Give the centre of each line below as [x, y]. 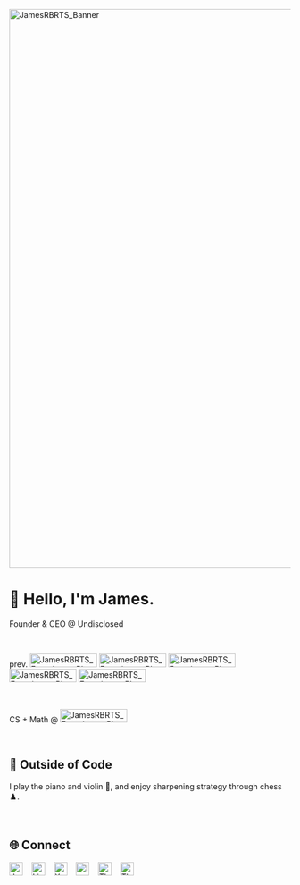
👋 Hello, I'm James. [82, 599]
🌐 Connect [40, 845]
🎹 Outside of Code [61, 765]
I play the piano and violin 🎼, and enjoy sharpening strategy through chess [146, 786]
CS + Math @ [34, 719]
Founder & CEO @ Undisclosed [67, 624]
